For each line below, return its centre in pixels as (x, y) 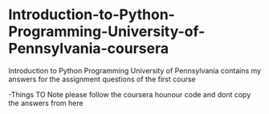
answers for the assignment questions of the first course (102, 79)
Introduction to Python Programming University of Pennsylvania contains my (135, 70)
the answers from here (46, 103)
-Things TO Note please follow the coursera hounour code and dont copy (130, 94)
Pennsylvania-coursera (89, 49)
